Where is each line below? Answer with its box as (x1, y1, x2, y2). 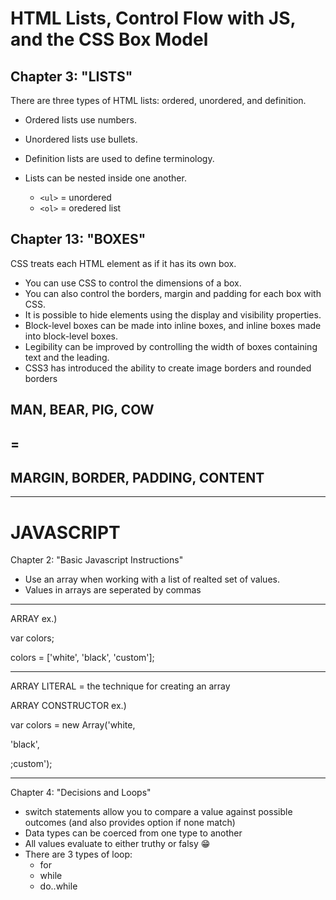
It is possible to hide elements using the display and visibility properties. (24, 308, 322, 321)
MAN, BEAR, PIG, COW (10, 402, 155, 419)
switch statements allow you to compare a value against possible (24, 806, 293, 818)
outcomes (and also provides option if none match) (24, 817, 236, 829)
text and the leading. (24, 351, 110, 363)
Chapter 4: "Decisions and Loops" (10, 787, 152, 799)
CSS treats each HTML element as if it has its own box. (10, 257, 237, 269)
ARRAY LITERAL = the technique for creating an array (10, 680, 231, 692)
